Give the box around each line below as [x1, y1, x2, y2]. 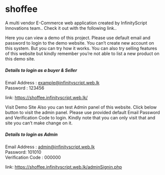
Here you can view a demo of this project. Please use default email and [5, 35, 151, 41]
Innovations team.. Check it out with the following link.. [5, 25, 117, 31]
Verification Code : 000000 [5, 154, 61, 160]
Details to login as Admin [5, 131, 58, 137]
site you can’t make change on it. [5, 120, 73, 126]
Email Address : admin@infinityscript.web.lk [5, 144, 95, 150]
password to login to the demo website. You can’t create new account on [5, 40, 155, 46]
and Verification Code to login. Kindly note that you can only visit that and [5, 115, 156, 120]
